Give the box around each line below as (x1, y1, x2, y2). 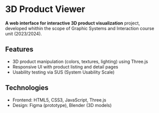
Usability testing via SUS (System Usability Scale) (12, 69, 115, 75)
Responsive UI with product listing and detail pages (12, 63, 118, 69)
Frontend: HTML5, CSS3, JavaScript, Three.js (12, 96, 106, 103)
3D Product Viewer (5, 3, 85, 15)
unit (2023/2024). (5, 30, 42, 36)
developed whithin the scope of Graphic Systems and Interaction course (5, 25, 154, 31)
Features (5, 45, 33, 53)
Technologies (5, 83, 49, 92)
